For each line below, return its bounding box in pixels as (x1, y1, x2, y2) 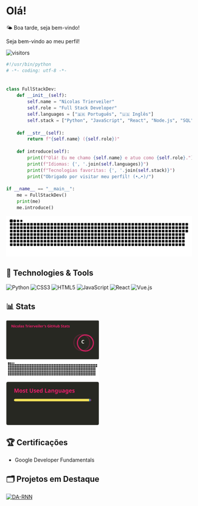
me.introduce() (16, 205, 54, 211)
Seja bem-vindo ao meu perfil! (6, 37, 80, 45)
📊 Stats (6, 301, 36, 312)
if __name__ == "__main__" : (6, 186, 75, 192)
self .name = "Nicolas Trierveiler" (27, 99, 115, 105)
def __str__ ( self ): (16, 130, 65, 136)
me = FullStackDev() (16, 192, 67, 199)
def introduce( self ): (16, 149, 70, 155)
